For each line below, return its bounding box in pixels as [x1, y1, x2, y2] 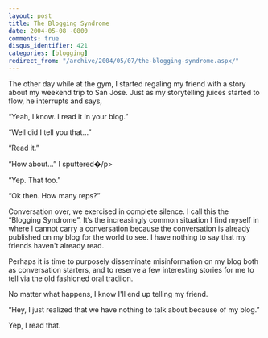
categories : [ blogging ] [8, 49, 89, 57]
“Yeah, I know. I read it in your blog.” [8, 111, 129, 121]
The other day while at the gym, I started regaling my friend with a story [8, 78, 246, 89]
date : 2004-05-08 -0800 [8, 27, 89, 35]
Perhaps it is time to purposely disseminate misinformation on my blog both [8, 256, 259, 266]
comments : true [8, 34, 60, 43]
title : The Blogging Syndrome [8, 19, 110, 27]
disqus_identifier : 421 [8, 42, 89, 50]
